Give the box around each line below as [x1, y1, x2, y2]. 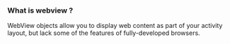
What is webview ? [7, 6, 74, 15]
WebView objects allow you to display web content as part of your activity [7, 22, 223, 30]
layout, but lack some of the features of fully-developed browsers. [7, 29, 200, 37]
